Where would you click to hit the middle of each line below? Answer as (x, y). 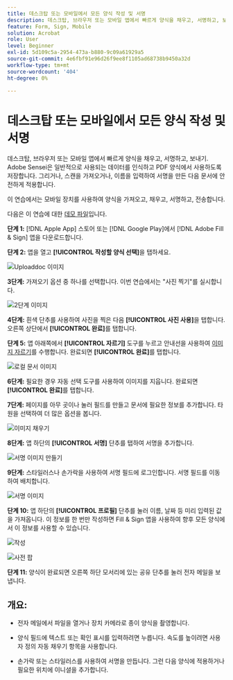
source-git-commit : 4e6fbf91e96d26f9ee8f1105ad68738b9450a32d (99, 59)
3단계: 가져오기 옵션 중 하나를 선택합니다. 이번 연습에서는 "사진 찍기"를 (103, 282)
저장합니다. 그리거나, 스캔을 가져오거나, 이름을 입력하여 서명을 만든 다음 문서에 (113, 176)
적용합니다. (41, 185)
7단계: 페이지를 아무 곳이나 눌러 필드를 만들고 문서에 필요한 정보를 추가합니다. (112, 405)
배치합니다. (35, 481)
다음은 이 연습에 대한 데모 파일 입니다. (57, 214)
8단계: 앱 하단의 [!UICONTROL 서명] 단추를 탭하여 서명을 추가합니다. (101, 443)
